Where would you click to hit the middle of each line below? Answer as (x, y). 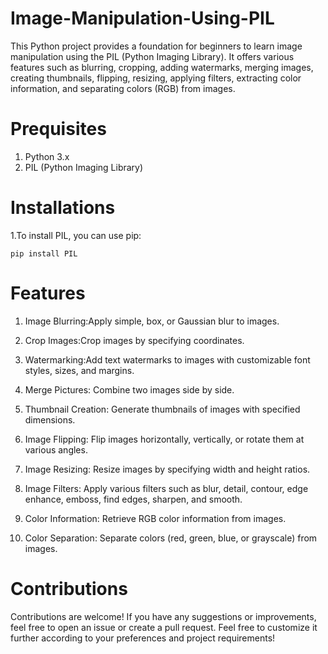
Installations (63, 208)
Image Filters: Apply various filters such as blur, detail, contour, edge (166, 488)
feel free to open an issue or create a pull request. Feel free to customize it (164, 627)
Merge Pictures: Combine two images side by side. (129, 389)
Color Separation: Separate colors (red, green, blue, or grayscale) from (171, 538)
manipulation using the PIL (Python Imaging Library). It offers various (152, 56)
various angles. (56, 449)
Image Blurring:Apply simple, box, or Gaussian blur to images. (152, 321)
